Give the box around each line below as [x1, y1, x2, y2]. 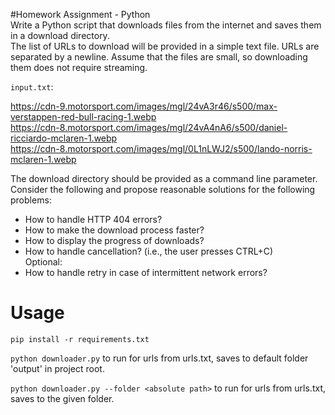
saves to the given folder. [10, 392, 115, 404]
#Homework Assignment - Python [10, 9, 151, 20]
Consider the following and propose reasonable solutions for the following [10, 184, 316, 195]
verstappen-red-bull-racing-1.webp [10, 111, 157, 123]
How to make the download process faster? [24, 224, 205, 236]
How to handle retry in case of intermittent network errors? [24, 267, 268, 278]
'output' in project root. [10, 362, 105, 374]
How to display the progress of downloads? [24, 235, 205, 246]
